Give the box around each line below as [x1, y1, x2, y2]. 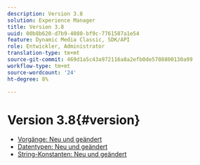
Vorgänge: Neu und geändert [17, 135, 102, 144]
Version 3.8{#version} [7, 112, 140, 128]
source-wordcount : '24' [7, 69, 77, 76]
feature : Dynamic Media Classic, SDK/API [7, 37, 131, 44]
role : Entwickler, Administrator [7, 43, 105, 50]
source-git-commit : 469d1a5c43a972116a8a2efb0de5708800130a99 [7, 56, 193, 63]
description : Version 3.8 [7, 10, 83, 18]
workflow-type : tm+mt [7, 62, 71, 70]
